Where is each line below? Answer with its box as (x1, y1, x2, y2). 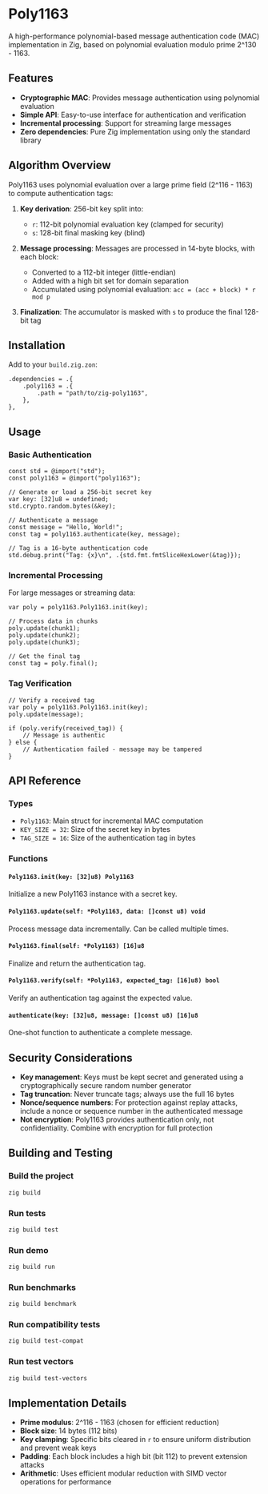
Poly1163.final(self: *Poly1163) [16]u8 (8, 942, 146, 950)
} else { (8, 738, 38, 746)
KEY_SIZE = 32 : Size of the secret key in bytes (19, 825, 170, 834)
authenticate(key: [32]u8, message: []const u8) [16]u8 (8, 1011, 198, 1019)
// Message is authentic (22, 731, 106, 739)
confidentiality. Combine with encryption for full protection (19, 1123, 214, 1133)
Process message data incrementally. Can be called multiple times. (8, 924, 230, 934)
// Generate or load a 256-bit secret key (8, 488, 152, 496)
